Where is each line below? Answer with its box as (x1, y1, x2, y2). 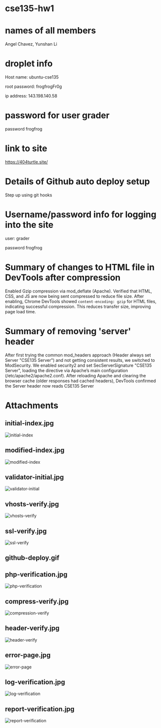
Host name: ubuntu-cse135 (5, 74, 59, 80)
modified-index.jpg (5, 446, 65, 454)
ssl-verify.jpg (5, 527, 47, 535)
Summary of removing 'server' (5, 325, 132, 337)
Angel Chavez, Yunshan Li (5, 41, 57, 47)
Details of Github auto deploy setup (5, 176, 150, 187)
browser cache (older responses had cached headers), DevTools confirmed (5, 378, 156, 384)
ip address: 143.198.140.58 (5, 93, 58, 99)
